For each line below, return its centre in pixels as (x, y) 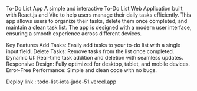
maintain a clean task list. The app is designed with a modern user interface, (99, 27)
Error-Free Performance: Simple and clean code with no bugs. (82, 70)
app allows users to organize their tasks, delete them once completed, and (97, 21)
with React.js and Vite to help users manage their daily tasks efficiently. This (98, 15)
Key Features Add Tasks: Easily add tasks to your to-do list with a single (93, 45)
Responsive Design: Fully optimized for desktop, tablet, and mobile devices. (98, 64)
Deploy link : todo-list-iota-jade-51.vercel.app (61, 82)
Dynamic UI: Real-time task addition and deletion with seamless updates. (95, 58)
